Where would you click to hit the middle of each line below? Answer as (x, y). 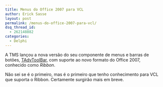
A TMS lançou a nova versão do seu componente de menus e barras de (77, 55)
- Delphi (18, 41)
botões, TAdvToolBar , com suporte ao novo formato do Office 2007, (73, 60)
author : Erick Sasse (26, 14)
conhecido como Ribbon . (30, 65)
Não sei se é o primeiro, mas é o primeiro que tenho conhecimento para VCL (82, 74)
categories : (17, 37)
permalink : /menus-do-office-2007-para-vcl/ (51, 23)
